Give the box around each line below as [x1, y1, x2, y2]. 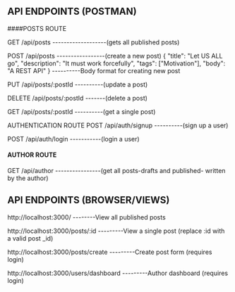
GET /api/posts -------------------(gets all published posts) [7, 38, 180, 46]
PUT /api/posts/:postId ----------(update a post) [7, 80, 148, 89]
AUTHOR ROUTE [7, 151, 57, 159]
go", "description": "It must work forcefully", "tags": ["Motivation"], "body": [7, 59, 226, 68]
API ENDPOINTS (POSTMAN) [7, 6, 137, 18]
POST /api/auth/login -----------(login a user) [7, 134, 140, 143]
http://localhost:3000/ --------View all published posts [7, 212, 166, 221]
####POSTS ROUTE [7, 24, 67, 32]
